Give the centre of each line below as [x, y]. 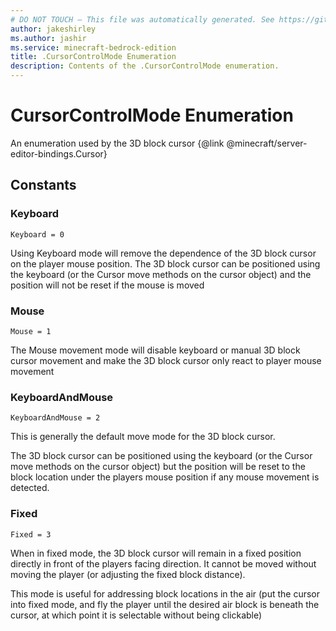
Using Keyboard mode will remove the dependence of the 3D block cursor [163, 253]
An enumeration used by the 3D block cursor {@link [117, 143]
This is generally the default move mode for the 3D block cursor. [143, 437]
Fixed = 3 [31, 534]
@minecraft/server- [267, 143]
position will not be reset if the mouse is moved [107, 285]
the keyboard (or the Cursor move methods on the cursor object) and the [161, 274]
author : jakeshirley [53, 29]
